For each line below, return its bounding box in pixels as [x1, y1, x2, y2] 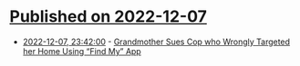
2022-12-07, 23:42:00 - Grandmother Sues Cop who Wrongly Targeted [22, 36, 290, 47]
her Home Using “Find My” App [22, 45, 141, 56]
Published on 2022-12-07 [9, 6, 208, 27]
